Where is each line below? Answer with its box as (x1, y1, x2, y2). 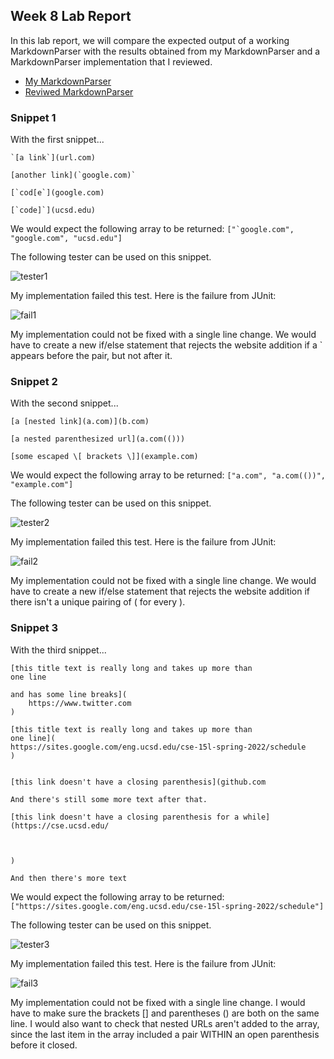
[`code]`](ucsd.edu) (10, 205, 97, 216)
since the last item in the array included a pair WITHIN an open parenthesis (10, 1028, 320, 1040)
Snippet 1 (10, 110, 57, 124)
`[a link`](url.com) (10, 153, 97, 163)
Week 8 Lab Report (10, 8, 132, 25)
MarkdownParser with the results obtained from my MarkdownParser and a (10, 45, 321, 57)
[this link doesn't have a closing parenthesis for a (10, 812, 240, 822)
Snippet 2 (10, 375, 58, 389)
